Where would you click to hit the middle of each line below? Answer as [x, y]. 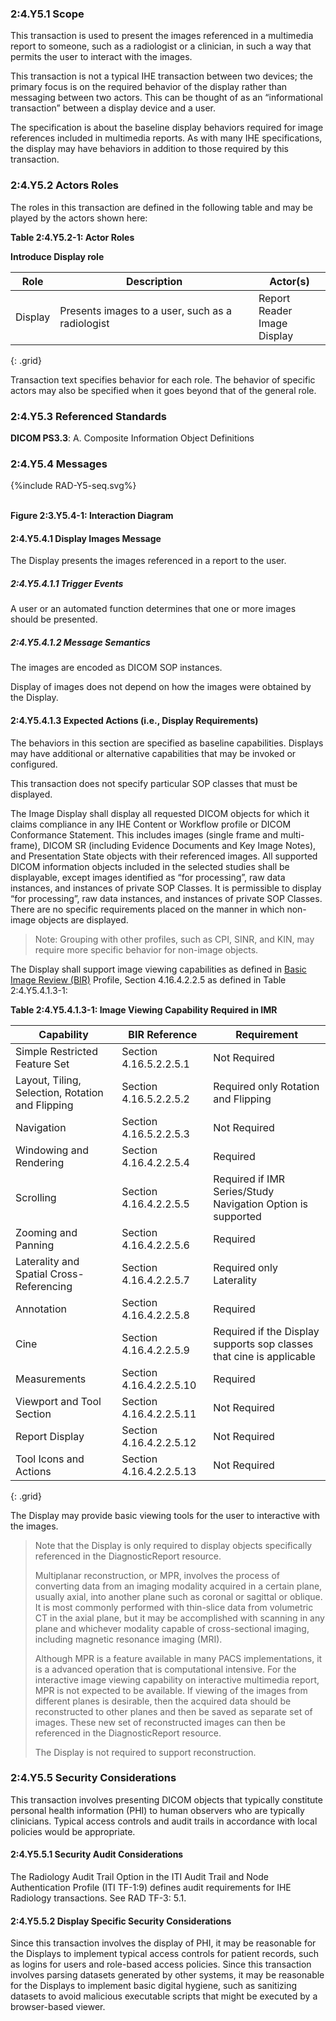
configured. [34, 764]
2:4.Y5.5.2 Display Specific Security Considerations [121, 1921]
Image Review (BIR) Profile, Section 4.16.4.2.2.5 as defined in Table [148, 979]
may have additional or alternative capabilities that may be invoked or [153, 753]
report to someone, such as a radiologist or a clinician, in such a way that [161, 46]
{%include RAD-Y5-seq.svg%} [73, 486]
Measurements [51, 1379]
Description [154, 281]
